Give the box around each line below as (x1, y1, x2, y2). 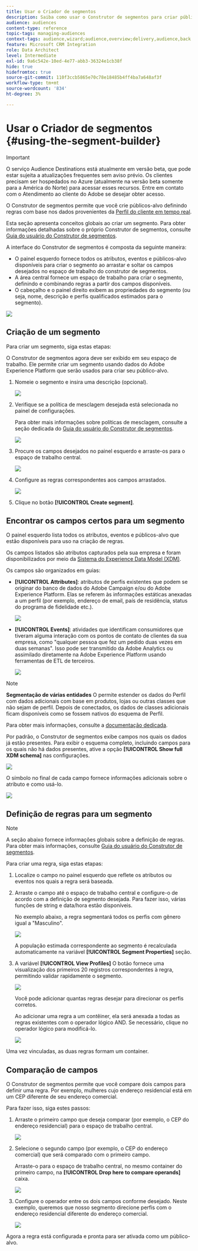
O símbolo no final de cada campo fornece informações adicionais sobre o (6, 775, 187, 782)
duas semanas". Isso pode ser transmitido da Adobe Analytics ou (14, 645, 173, 652)
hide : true (6, 63, 33, 70)
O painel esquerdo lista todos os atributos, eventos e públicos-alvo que (6, 531, 180, 538)
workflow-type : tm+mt (6, 80, 60, 86)
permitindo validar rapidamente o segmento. (14, 973, 123, 980)
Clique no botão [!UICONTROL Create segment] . (14, 499, 134, 506)
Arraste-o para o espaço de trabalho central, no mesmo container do (14, 1162, 183, 1169)
